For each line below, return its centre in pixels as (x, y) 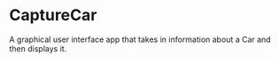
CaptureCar (53, 15)
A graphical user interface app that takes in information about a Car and (140, 39)
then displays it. (38, 48)
